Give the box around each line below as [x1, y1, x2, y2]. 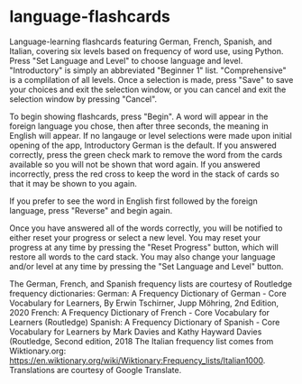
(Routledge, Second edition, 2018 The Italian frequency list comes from [9, 335, 274, 346]
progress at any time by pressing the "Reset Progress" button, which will [9, 242, 279, 252]
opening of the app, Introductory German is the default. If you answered [9, 140, 277, 151]
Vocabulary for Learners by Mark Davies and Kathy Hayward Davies [9, 326, 262, 337]
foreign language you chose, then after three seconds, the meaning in [9, 120, 269, 132]
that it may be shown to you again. [9, 178, 138, 188]
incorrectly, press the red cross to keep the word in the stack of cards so [9, 169, 279, 179]
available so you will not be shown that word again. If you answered [9, 159, 261, 169]
